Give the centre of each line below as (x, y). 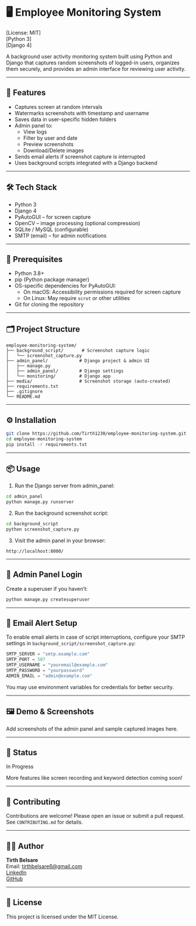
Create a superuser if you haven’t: (47, 588)
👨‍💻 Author (25, 846)
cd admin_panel (24, 497)
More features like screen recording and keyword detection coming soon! (94, 778)
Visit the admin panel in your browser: (60, 541)
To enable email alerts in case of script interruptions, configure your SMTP (96, 637)
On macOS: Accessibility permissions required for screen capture (102, 292)
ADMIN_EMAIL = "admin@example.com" (49, 676)
